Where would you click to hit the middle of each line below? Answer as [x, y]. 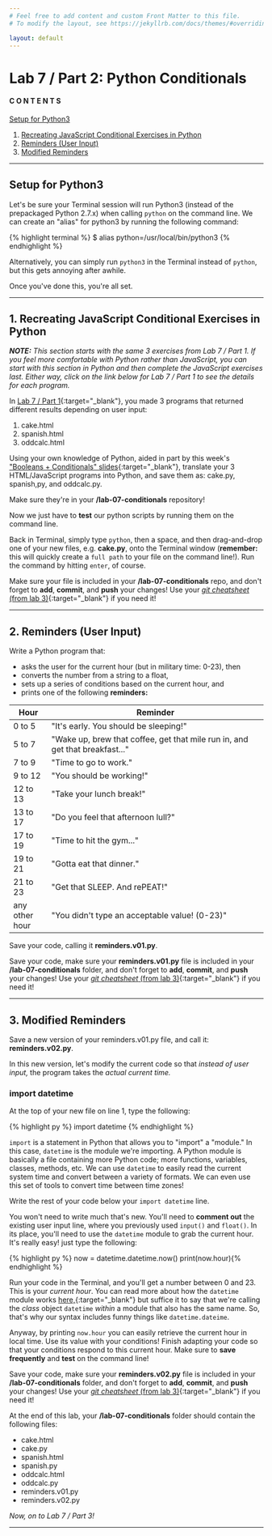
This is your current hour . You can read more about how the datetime [124, 1291]
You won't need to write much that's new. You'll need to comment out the [132, 1217]
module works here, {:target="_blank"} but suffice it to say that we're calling [135, 1300]
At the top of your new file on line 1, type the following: [100, 1111]
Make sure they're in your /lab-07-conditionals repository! [107, 500]
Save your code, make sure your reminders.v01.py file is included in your [132, 961]
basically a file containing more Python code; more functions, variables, [128, 1159]
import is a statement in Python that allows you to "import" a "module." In [131, 1142]
